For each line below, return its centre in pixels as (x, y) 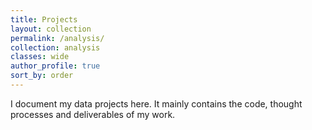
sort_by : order (42, 76)
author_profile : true (55, 66)
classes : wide (40, 57)
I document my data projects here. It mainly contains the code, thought (156, 103)
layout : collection (51, 29)
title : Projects (44, 19)
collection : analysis (55, 47)
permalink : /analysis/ (57, 38)
